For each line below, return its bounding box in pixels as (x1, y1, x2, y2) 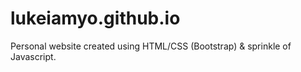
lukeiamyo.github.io (10, 7, 181, 30)
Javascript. (10, 50, 57, 62)
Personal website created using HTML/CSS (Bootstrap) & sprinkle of (10, 40, 292, 52)
